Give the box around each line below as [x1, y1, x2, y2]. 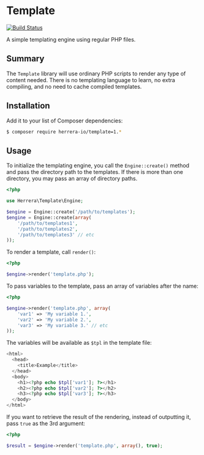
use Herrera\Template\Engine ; [6, 198, 84, 204]
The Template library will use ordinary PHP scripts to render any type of [6, 70, 186, 77]
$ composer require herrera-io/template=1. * [6, 129, 122, 135]
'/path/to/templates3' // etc [17, 231, 95, 238]
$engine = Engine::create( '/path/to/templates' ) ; [6, 209, 136, 215]
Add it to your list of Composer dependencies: [6, 117, 123, 124]
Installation [6, 100, 50, 111]
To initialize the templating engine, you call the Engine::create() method [6, 162, 190, 169]
